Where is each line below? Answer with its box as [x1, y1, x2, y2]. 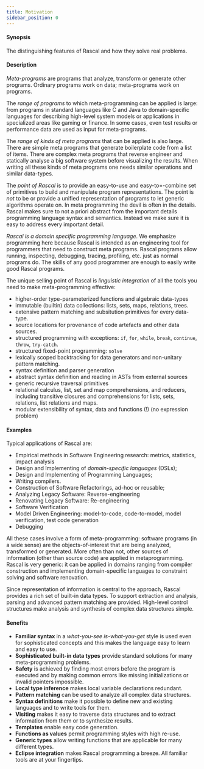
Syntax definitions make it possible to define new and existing [15, 697, 173, 705]
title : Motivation [6, 9, 53, 15]
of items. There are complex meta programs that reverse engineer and [6, 150, 183, 158]
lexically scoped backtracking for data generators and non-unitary [15, 353, 182, 361]
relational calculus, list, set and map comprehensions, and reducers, [15, 386, 187, 393]
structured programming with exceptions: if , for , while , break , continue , [15, 334, 197, 341]
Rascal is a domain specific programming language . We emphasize [6, 232, 177, 240]
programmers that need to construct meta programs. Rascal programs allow [6, 245, 197, 252]
